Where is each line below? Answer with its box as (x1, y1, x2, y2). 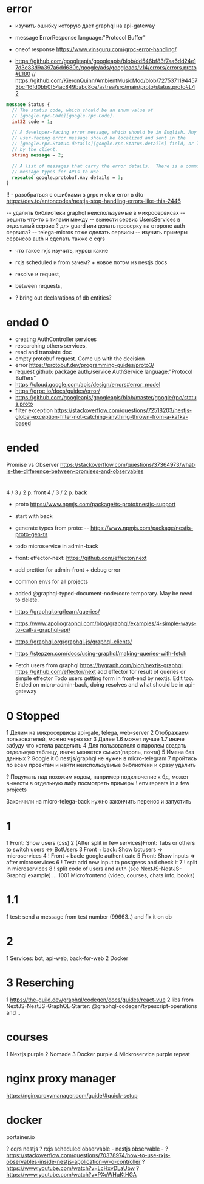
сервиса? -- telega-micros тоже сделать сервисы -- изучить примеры (6, 229, 188, 236)
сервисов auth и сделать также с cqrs (6, 235, 105, 242)
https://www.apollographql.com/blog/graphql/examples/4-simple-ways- (15, 620, 197, 627)
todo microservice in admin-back (15, 542, 98, 550)
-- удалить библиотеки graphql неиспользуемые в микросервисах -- (6, 209, 186, 217)
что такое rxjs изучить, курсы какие (15, 247, 109, 254)
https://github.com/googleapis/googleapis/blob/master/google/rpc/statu (15, 394, 197, 401)
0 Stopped (6, 709, 60, 723)
